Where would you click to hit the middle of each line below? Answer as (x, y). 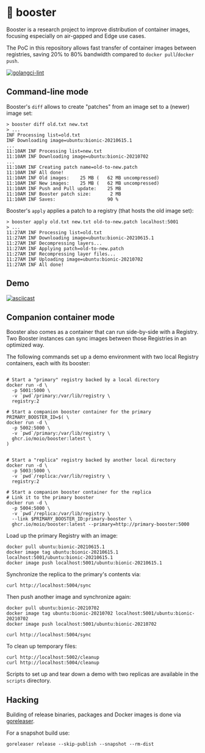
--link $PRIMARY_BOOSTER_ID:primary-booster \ (72, 519)
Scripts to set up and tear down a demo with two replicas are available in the (103, 674)
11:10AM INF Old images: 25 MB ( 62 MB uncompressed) (83, 178)
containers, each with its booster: (48, 363)
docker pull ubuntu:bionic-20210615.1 (56, 547)
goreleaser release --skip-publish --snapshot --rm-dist (80, 744)
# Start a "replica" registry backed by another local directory (91, 460)
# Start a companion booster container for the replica (79, 492)
